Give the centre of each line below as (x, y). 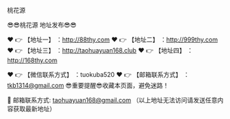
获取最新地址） (34, 109)
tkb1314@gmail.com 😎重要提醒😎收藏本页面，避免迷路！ (88, 85)
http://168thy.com (32, 60)
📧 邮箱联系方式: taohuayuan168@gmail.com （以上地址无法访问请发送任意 (112, 100)
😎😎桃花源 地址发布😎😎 (42, 25)
